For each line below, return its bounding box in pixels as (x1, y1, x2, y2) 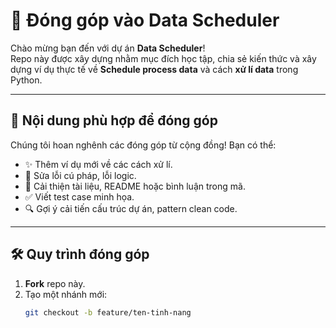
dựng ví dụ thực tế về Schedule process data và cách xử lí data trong (10, 63, 299, 75)
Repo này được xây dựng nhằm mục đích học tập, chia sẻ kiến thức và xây (10, 52, 317, 64)
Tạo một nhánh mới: (24, 288, 108, 300)
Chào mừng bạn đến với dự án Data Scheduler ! (10, 42, 206, 54)
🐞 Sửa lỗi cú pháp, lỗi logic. (24, 169, 137, 181)
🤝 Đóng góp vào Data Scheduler (10, 9, 280, 32)
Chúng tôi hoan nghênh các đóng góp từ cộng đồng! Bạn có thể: (10, 139, 277, 151)
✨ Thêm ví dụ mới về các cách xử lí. (24, 158, 173, 170)
